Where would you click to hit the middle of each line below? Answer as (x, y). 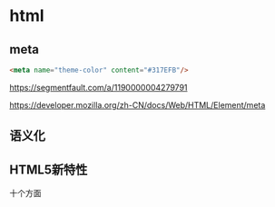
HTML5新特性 (49, 169)
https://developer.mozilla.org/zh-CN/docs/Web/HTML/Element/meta (137, 104)
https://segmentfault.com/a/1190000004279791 (98, 87)
